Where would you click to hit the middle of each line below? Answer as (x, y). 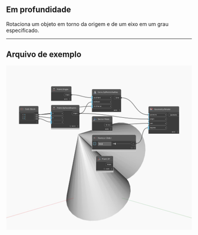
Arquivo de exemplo (44, 55)
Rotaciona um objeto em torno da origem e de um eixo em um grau (88, 24)
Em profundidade (39, 10)
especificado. (23, 30)
